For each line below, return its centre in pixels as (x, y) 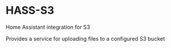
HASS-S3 (30, 10)
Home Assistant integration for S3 (48, 27)
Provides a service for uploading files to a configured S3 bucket (85, 38)
